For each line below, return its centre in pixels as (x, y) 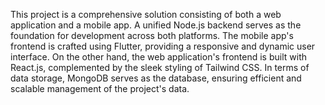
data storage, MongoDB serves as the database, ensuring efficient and (156, 78)
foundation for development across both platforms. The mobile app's (152, 35)
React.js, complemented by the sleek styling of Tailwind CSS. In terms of (160, 67)
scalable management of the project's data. (100, 88)
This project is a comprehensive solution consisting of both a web (146, 14)
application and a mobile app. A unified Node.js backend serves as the (156, 25)
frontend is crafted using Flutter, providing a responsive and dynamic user (163, 46)
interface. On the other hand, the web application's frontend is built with (158, 57)
